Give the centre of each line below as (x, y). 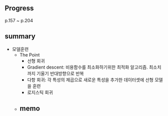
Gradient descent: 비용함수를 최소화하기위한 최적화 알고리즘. (88, 67)
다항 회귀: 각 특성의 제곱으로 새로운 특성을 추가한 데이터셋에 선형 (90, 80)
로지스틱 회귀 (40, 92)
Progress (19, 8)
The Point (30, 54)
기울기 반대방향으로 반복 (60, 73)
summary (20, 37)
